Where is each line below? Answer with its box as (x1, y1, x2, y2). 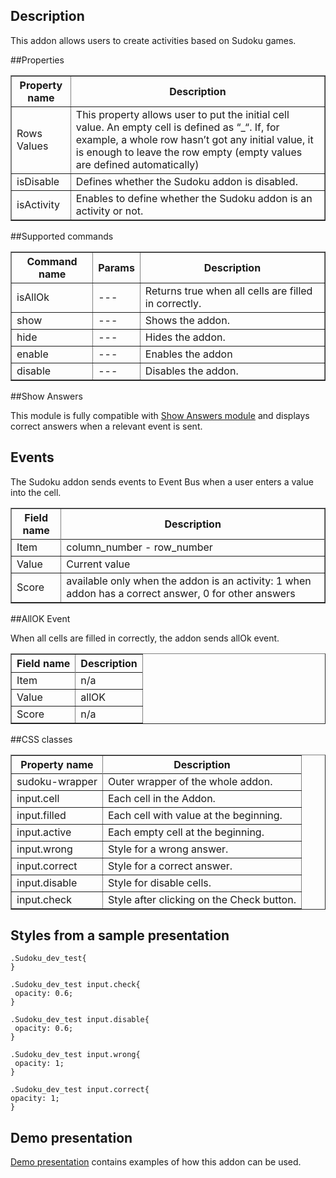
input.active (16, 825, 72, 839)
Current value (66, 557, 131, 571)
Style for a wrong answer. (107, 842, 229, 856)
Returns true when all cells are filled (144, 284, 313, 298)
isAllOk (16, 290, 50, 304)
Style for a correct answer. (107, 859, 233, 873)
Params (98, 260, 135, 274)
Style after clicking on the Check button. (107, 892, 297, 906)
